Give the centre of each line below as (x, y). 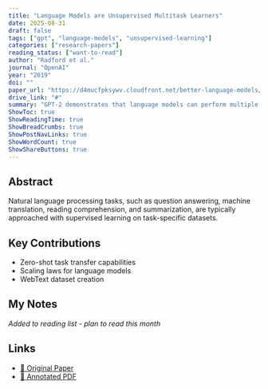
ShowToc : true (32, 113)
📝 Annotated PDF (48, 376)
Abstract (31, 182)
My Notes (33, 304)
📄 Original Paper (47, 367)
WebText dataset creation (62, 279)
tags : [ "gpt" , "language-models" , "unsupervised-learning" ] (110, 38)
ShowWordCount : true (43, 142)
